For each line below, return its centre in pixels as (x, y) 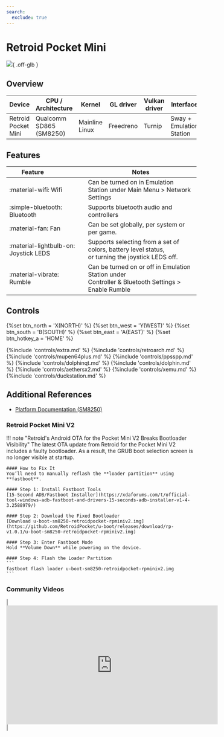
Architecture (54, 108)
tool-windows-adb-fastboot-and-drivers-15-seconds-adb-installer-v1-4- (98, 500)
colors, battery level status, (126, 249)
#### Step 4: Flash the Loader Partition (59, 558)
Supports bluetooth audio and (130, 207)
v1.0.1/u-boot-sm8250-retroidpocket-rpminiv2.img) (71, 532)
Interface (184, 105)
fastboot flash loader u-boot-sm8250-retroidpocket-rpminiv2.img (90, 568)
